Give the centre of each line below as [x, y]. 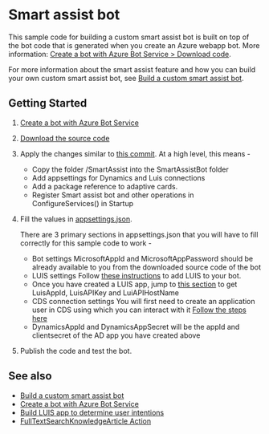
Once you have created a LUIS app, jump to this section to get [134, 284]
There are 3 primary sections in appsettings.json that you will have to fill [139, 234]
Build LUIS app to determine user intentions [92, 412]
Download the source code [65, 138]
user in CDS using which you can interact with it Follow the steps [139, 310]
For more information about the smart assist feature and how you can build [132, 69]
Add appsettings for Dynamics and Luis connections [118, 177]
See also [30, 376]
